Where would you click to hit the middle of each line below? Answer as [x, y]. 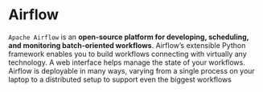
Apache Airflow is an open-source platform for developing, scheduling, [129, 37]
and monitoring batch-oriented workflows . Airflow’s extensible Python [127, 45]
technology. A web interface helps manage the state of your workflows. [127, 62]
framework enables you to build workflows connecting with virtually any [127, 54]
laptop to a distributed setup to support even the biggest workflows [120, 79]
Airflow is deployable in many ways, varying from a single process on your [131, 70]
